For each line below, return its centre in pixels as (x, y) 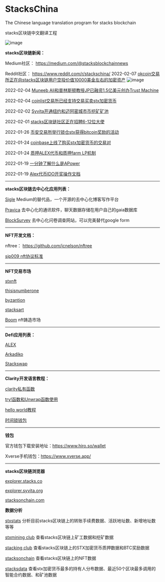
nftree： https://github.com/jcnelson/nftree (49, 246)
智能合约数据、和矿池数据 (31, 575)
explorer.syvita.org (24, 491)
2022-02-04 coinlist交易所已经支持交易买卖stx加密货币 (61, 101)
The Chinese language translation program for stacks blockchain (71, 23)
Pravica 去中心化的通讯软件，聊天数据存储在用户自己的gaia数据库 (71, 209)
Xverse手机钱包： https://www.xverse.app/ (48, 456)
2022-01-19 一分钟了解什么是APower (42, 163)
